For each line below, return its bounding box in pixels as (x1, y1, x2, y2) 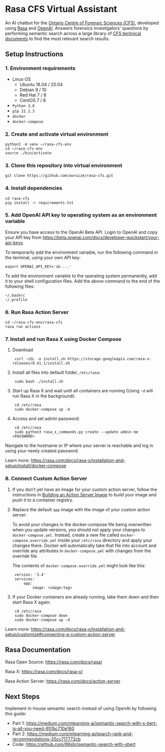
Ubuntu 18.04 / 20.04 (19, 81, 63, 87)
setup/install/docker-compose (5, 463, 66, 469)
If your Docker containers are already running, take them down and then (12, 593, 159, 600)
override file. (12, 553, 38, 559)
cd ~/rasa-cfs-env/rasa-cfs (5, 320, 63, 325)
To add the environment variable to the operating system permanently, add (5, 272, 157, 278)
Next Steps (5, 692, 40, 700)
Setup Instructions (5, 50, 64, 58)
